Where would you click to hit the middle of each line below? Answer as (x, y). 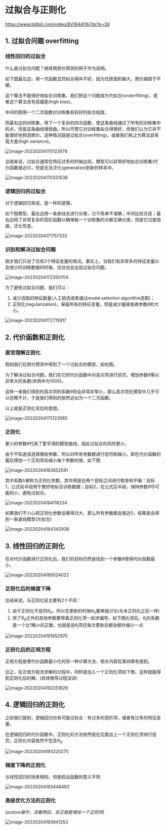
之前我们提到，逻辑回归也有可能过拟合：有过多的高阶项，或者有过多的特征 (81, 718)
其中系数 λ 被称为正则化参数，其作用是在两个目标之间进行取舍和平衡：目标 (80, 481)
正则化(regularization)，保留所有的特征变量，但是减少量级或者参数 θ (81, 304)
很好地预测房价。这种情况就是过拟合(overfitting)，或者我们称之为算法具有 (84, 135)
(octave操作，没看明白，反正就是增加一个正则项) (55, 812)
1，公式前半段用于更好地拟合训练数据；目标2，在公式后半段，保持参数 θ (78, 487)
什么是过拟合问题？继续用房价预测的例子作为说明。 (57, 68)
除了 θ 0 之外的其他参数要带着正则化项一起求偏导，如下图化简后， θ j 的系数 (86, 618)
